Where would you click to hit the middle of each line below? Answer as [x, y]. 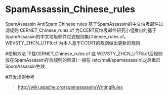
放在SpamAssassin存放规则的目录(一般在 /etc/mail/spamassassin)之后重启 [83, 60]
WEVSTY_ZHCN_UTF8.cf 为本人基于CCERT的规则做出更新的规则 [73, 43]
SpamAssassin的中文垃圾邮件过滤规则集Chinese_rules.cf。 [67, 36]
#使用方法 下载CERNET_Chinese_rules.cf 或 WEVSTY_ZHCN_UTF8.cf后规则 [84, 54]
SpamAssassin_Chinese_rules [70, 9]
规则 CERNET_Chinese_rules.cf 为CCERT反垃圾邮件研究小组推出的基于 [83, 30]
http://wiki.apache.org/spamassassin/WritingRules [70, 87]
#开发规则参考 [20, 77]
